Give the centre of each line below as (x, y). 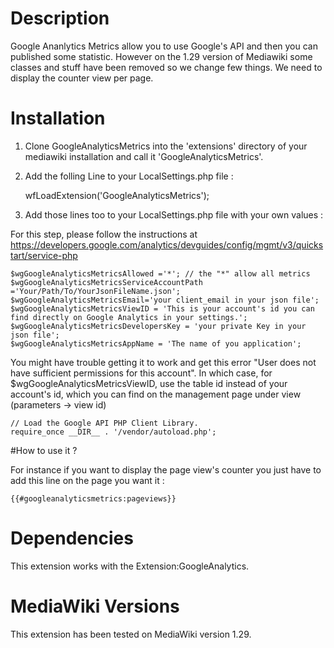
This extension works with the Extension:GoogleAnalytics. (130, 566)
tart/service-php (44, 255)
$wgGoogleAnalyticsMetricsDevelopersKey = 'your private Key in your (158, 326)
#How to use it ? (44, 450)
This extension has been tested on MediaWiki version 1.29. (131, 634)
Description (60, 18)
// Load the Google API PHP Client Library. (104, 423)
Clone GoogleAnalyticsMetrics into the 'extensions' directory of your (166, 146)
